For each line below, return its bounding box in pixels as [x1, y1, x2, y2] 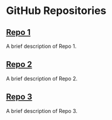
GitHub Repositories [6, 4, 107, 17]
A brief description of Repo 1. [6, 43, 77, 50]
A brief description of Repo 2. [6, 75, 78, 82]
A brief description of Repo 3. [6, 107, 78, 114]
